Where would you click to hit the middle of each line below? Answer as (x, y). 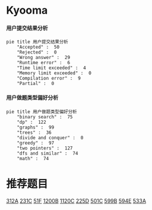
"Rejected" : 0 (37, 52)
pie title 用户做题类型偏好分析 (42, 112)
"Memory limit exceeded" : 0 (54, 73)
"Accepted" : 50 (38, 47)
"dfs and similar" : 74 (47, 153)
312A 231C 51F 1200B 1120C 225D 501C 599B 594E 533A (76, 200)
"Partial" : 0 (36, 84)
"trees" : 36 (34, 132)
